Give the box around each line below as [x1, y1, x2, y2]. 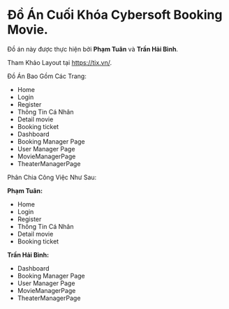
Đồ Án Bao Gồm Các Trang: [7, 72, 87, 80]
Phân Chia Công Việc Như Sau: [7, 173, 97, 181]
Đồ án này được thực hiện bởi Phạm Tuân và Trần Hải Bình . [7, 45, 179, 53]
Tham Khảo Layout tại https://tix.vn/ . [7, 58, 112, 66]
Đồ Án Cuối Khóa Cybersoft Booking [7, 7, 223, 23]
